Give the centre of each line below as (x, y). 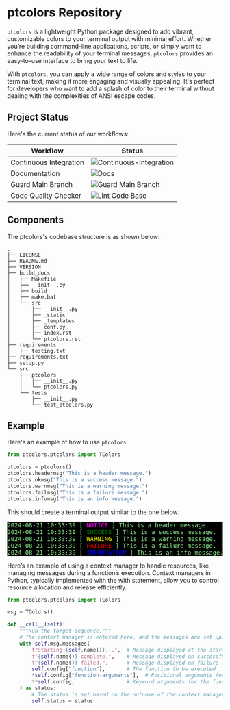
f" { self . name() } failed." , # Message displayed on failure (125, 663)
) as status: (38, 688)
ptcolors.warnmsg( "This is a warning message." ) (78, 486)
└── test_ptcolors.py (63, 405)
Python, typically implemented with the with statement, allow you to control (113, 580)
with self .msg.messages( (55, 644)
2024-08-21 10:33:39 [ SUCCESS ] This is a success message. (112, 532)
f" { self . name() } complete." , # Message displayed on (113, 656)
